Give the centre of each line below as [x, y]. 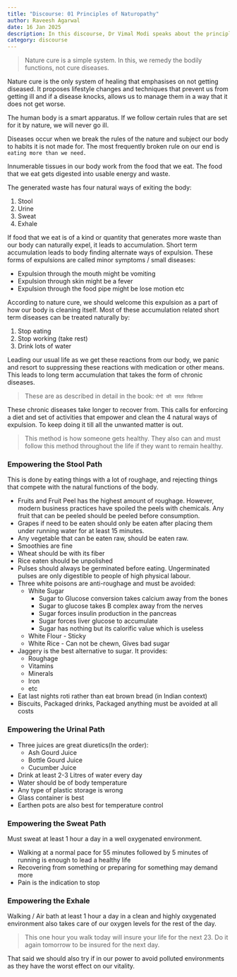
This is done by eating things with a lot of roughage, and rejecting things [113, 480]
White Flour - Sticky [57, 636]
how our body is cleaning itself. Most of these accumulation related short [114, 310]
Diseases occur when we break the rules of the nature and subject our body [118, 139]
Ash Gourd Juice [53, 752]
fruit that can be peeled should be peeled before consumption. [109, 516]
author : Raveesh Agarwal [44, 21]
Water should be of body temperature [72, 783]
